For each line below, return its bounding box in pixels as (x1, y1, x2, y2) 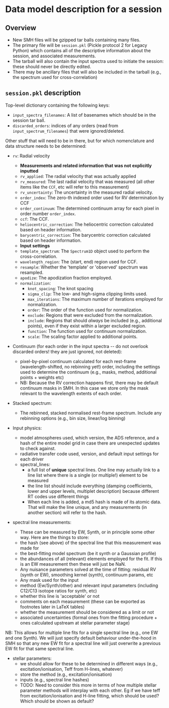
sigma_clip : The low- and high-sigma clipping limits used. (27, 291, 147, 297)
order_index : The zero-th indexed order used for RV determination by (20, 195, 164, 201)
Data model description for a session (5, 4, 162, 15)
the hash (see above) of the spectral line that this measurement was (20, 540, 161, 546)
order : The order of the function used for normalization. (27, 307, 143, 313)
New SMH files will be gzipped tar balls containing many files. (12, 37, 141, 43)
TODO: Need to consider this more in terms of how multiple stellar (20, 682, 157, 688)
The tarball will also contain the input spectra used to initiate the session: (12, 58, 164, 64)
